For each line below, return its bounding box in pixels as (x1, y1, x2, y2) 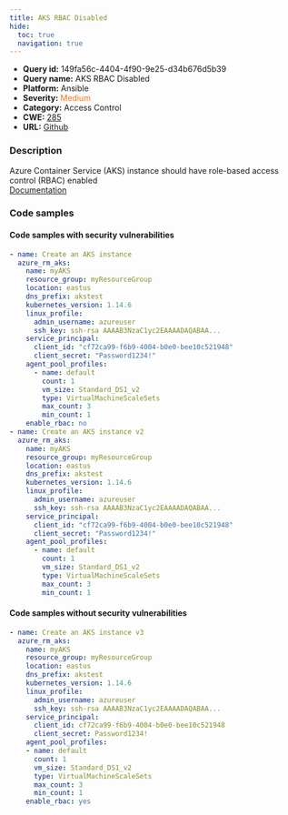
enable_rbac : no (25, 419, 88, 428)
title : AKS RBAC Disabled (9, 13, 107, 23)
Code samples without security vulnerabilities (9, 608, 188, 619)
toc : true (17, 30, 55, 39)
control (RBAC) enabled (9, 175, 98, 186)
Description (9, 145, 63, 157)
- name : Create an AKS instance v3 (9, 628, 144, 637)
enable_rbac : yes (25, 797, 92, 806)
